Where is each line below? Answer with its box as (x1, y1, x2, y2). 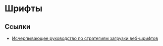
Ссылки (4, 23, 31, 31)
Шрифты (4, 3, 43, 14)
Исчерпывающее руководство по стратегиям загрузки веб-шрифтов (11, 35, 158, 41)
